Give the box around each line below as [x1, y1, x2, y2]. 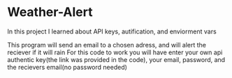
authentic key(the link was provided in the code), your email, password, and [7, 55, 226, 63]
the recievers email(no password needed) [7, 63, 128, 71]
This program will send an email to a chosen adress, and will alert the [7, 40, 206, 49]
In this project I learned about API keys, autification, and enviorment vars [7, 27, 217, 36]
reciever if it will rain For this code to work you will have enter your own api [7, 48, 223, 56]
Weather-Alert [7, 4, 93, 20]
